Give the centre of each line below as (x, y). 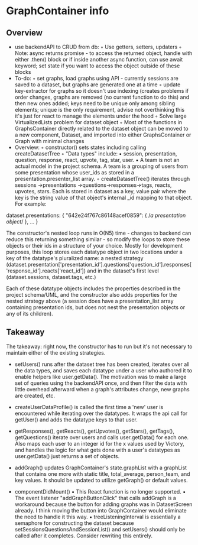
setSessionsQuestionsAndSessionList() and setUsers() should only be (100, 529)
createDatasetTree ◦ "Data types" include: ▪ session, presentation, (96, 154)
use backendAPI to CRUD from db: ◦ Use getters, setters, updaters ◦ (98, 47)
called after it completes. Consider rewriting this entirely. (83, 536)
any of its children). (30, 314)
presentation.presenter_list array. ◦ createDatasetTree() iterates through (102, 179)
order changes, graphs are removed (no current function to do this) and (102, 97)
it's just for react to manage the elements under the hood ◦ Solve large (101, 116)
